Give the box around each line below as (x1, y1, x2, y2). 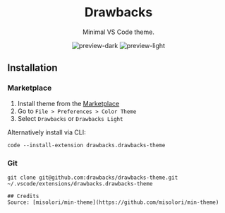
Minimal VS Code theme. (82, 28, 155, 36)
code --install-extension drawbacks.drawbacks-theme (7, 142, 166, 149)
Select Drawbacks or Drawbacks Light (17, 114, 123, 122)
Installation (7, 62, 58, 74)
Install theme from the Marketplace (17, 99, 120, 108)
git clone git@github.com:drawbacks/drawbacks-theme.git (7, 174, 178, 181)
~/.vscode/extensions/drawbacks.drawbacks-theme (7, 180, 153, 188)
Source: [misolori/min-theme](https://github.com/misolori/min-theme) (7, 199, 219, 206)
